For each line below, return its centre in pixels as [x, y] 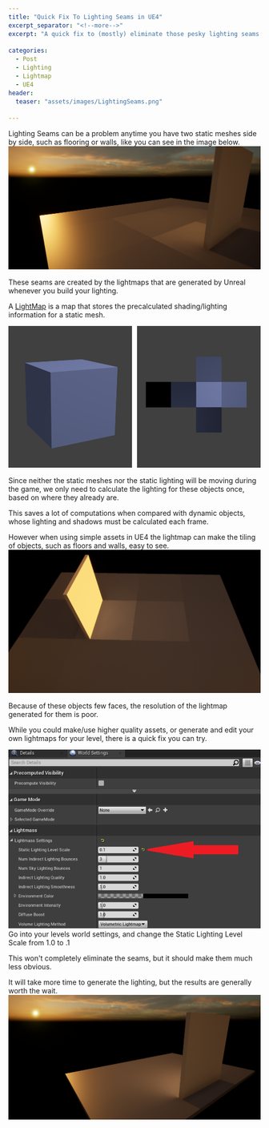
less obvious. [30, 966]
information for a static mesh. [57, 314]
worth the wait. [33, 990]
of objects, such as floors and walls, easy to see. [89, 546]
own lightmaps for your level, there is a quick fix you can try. [108, 738]
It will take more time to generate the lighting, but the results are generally [130, 982]
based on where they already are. [64, 498]
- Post [26, 59]
